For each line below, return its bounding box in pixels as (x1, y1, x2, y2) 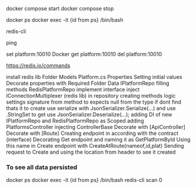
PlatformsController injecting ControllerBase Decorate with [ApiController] (6, 124, 185, 130)
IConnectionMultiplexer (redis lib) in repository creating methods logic (6, 92, 176, 99)
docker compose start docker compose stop (6, 5, 114, 12)
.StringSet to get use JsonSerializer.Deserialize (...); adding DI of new (6, 111, 172, 118)
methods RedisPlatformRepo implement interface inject (6, 86, 140, 93)
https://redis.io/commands (6, 62, 71, 69)
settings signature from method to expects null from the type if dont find (6, 98, 181, 105)
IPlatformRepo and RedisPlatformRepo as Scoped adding (6, 117, 144, 124)
